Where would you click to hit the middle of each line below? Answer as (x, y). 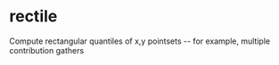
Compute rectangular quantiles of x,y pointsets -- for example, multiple (139, 41)
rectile (33, 16)
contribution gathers (47, 50)
